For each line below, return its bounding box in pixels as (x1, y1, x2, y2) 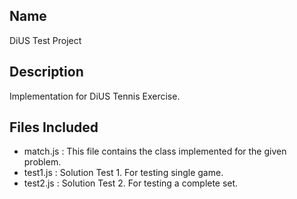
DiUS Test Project (9, 34, 82, 46)
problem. (23, 156, 62, 168)
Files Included (9, 119, 99, 136)
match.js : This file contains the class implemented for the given (23, 145, 287, 158)
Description (9, 64, 84, 81)
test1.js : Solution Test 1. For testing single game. (23, 167, 224, 179)
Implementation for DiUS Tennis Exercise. (9, 90, 181, 102)
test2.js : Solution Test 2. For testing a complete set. (23, 177, 239, 189)
